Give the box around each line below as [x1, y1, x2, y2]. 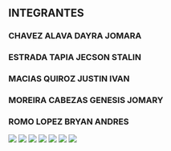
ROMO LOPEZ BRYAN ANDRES [8, 116, 129, 127]
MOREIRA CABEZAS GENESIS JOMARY [8, 95, 164, 106]
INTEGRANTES [8, 6, 84, 20]
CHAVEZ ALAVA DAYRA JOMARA [8, 30, 142, 42]
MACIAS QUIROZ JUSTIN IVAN [8, 74, 130, 85]
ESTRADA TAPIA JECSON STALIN [8, 52, 142, 63]
